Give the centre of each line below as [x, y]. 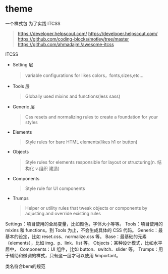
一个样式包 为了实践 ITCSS [33, 23]
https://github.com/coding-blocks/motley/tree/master [73, 39]
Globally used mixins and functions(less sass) [73, 96]
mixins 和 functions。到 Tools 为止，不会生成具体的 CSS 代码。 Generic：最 [84, 230]
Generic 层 [24, 106]
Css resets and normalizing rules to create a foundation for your [92, 116]
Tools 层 [21, 86]
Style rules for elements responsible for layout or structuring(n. [91, 162]
